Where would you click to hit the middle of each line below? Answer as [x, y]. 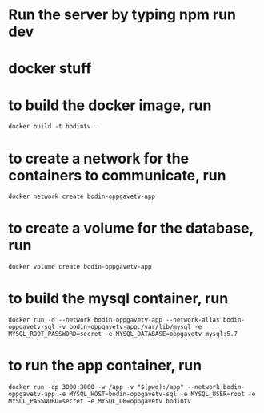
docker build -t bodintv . [53, 127]
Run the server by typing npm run [122, 15]
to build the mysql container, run [118, 299]
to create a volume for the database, [131, 228]
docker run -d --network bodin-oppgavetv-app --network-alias [114, 320]
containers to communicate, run [117, 175]
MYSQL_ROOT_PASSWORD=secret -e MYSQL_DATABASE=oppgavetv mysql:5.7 [123, 334]
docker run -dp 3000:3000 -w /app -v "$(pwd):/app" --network [114, 387]
